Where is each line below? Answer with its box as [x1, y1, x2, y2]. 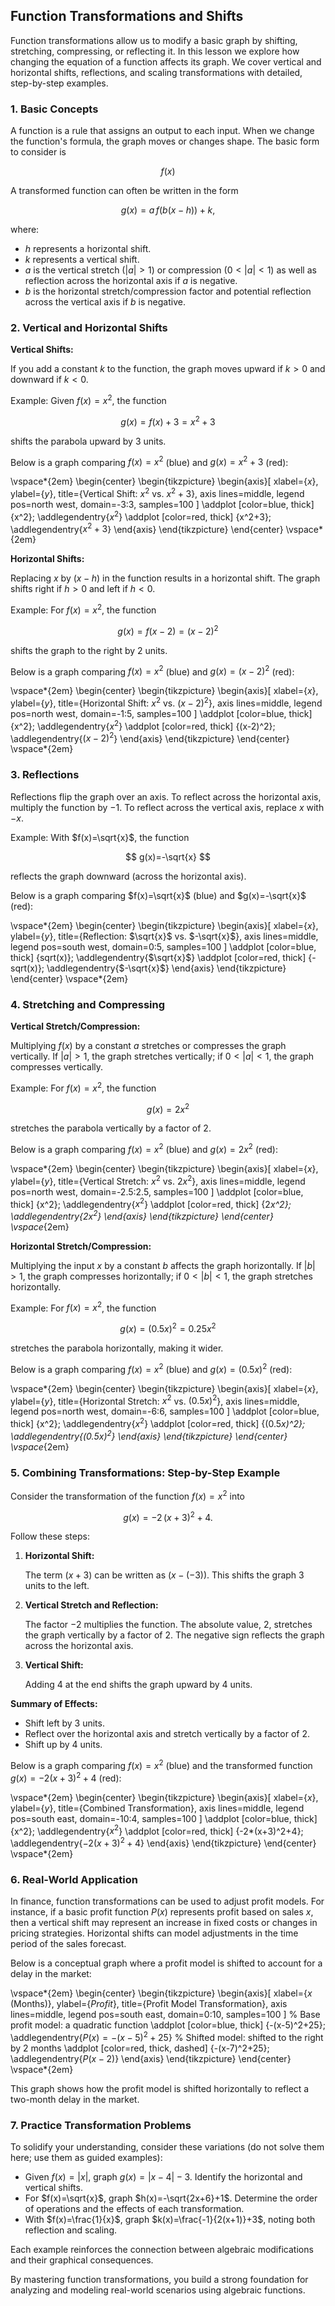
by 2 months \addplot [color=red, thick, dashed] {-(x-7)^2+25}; [10, 2042, 270, 2054]
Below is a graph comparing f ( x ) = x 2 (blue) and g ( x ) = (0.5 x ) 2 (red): [10, 1362, 293, 1375]
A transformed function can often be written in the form [10, 185, 239, 197]
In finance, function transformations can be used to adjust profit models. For [10, 1895, 325, 1908]
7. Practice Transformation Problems [10, 2118, 192, 2132]
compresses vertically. [10, 1060, 104, 1073]
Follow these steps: [10, 1530, 90, 1543]
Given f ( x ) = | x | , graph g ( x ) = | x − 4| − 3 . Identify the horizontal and [24, 2171, 303, 2183]
